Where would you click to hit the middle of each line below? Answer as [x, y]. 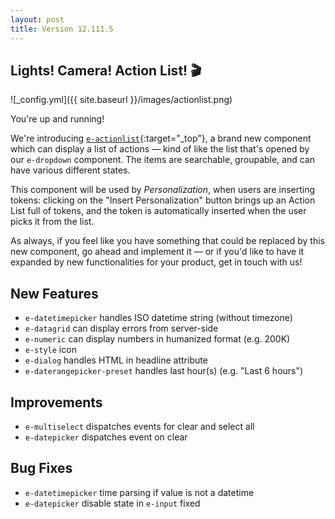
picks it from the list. [52, 222]
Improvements [56, 402]
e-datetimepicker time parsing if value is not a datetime [139, 492]
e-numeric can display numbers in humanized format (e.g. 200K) [157, 339]
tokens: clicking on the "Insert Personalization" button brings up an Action [163, 200]
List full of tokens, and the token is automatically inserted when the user [158, 211]
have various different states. [70, 170]
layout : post [37, 19]
